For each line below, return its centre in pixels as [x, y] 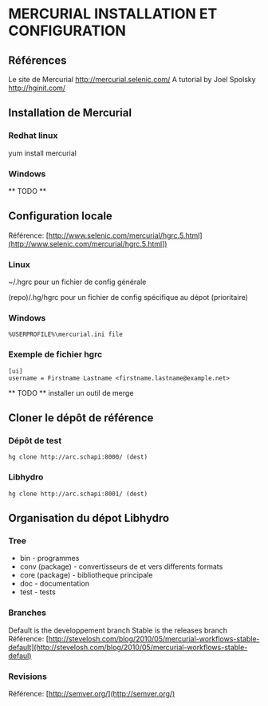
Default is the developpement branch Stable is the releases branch [118, 630]
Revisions [28, 676]
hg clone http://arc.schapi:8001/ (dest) [78, 494]
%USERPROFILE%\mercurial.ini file [66, 335]
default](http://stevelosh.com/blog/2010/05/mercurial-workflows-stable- [128, 647]
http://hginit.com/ [37, 88]
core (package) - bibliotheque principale [86, 575]
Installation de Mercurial [70, 113]
